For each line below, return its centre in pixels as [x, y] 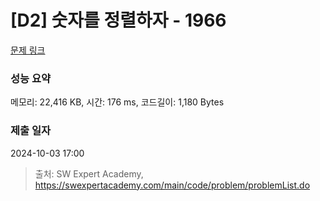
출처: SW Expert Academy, [89, 173]
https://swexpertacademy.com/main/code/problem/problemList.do [172, 185]
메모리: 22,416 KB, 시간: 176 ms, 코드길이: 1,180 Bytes [117, 102]
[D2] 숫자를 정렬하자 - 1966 [118, 20]
